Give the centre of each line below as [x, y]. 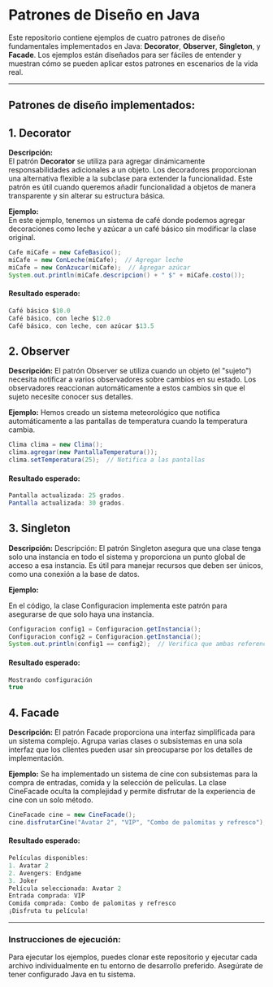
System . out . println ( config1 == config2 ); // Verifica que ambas [121, 644]
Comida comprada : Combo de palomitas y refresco [92, 904]
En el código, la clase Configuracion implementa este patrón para [118, 605]
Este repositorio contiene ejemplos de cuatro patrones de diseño [117, 37]
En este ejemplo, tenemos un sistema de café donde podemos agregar [127, 221]
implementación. [37, 758]
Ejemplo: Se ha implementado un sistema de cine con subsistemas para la [133, 774]
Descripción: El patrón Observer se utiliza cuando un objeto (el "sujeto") [130, 371]
